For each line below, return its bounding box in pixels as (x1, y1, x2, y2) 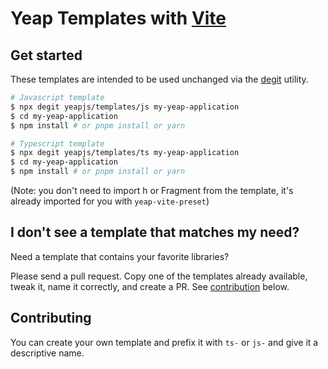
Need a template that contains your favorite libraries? (10, 250, 230, 262)
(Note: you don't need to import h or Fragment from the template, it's (10, 185, 294, 196)
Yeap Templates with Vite (10, 7, 227, 30)
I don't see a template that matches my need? (10, 224, 300, 241)
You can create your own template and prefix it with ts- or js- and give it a (10, 336, 319, 348)
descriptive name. (10, 347, 85, 359)
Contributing (10, 310, 92, 327)
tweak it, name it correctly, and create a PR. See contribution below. (10, 280, 290, 292)
